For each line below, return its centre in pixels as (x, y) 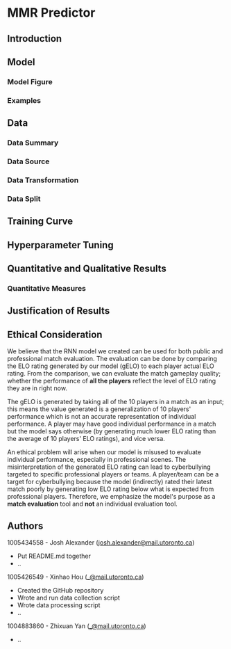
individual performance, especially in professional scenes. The (96, 460)
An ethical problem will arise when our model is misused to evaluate (104, 452)
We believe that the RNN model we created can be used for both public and (115, 351)
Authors (25, 526)
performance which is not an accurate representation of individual (102, 417)
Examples (24, 100)
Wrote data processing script (59, 605)
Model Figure (30, 81)
